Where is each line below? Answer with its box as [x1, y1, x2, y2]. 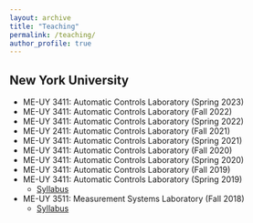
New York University [9, 72, 130, 87]
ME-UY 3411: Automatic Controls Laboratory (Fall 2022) [22, 106, 233, 117]
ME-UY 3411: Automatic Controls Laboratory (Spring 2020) [22, 155, 245, 166]
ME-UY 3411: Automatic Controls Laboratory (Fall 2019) [22, 165, 231, 176]
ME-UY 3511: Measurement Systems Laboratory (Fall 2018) [22, 193, 245, 205]
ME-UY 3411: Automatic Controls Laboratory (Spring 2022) [22, 116, 245, 127]
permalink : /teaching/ [9, 30, 96, 39]
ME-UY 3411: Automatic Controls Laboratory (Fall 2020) [22, 145, 233, 156]
